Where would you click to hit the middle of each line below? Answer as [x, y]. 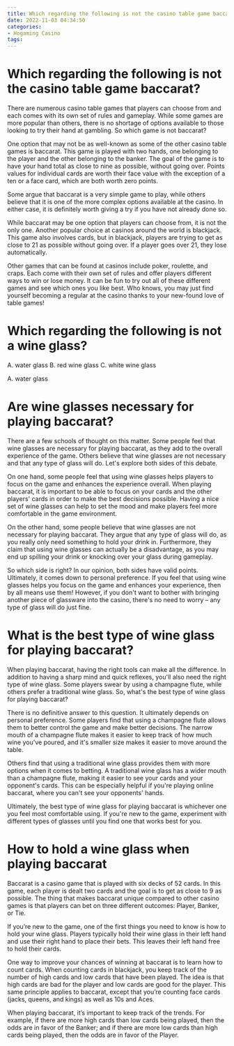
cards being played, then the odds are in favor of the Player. [93, 1035]
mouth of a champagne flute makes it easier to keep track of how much [110, 734]
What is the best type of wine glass [111, 636]
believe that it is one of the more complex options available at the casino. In [115, 202]
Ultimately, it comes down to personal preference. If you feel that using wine [117, 577]
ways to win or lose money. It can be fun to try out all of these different [109, 281]
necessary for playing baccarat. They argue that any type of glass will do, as [117, 534]
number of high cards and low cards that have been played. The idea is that [116, 977]
